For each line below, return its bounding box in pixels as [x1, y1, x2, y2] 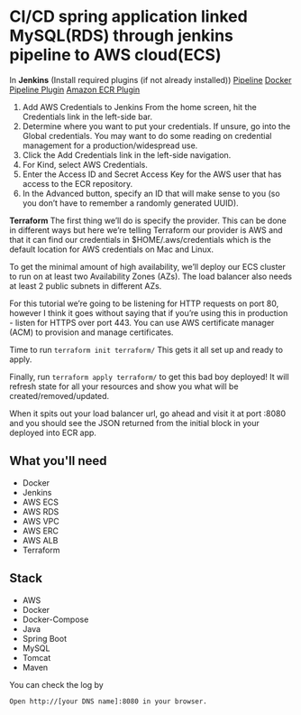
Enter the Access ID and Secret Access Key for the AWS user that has [22, 169, 282, 180]
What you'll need [9, 453, 107, 469]
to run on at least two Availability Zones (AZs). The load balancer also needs [9, 271, 293, 282]
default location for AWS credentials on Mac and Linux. [9, 244, 214, 255]
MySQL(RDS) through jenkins [9, 25, 234, 46]
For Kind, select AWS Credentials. [22, 159, 149, 170]
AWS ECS [22, 497, 59, 507]
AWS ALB [22, 534, 59, 545]
